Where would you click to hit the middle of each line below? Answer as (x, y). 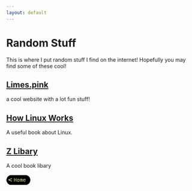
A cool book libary (29, 166)
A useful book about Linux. (40, 132)
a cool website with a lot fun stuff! (48, 99)
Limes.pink (28, 85)
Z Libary (22, 151)
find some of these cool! (36, 66)
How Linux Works (40, 118)
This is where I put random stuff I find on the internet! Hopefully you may (96, 59)
